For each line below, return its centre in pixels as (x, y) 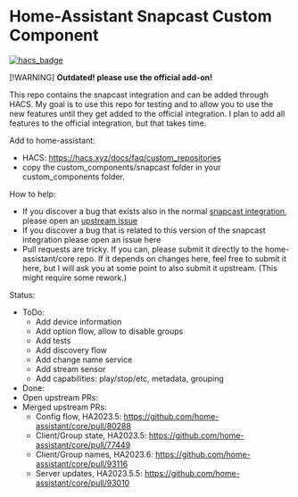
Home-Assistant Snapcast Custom (141, 17)
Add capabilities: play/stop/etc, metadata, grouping (130, 378)
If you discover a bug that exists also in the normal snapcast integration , (154, 211)
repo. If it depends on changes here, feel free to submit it (182, 258)
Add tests (53, 340)
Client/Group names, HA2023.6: (94, 454)
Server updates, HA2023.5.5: (89, 473)
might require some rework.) (74, 277)
